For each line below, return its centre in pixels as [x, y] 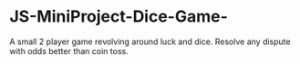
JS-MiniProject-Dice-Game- [119, 17]
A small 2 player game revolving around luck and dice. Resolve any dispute [150, 41]
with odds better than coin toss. [69, 50]
